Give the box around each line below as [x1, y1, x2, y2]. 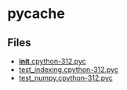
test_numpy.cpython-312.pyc [18, 74, 113, 82]
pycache [7, 5, 66, 23]
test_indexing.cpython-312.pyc [18, 65, 119, 74]
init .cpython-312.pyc [18, 56, 87, 66]
